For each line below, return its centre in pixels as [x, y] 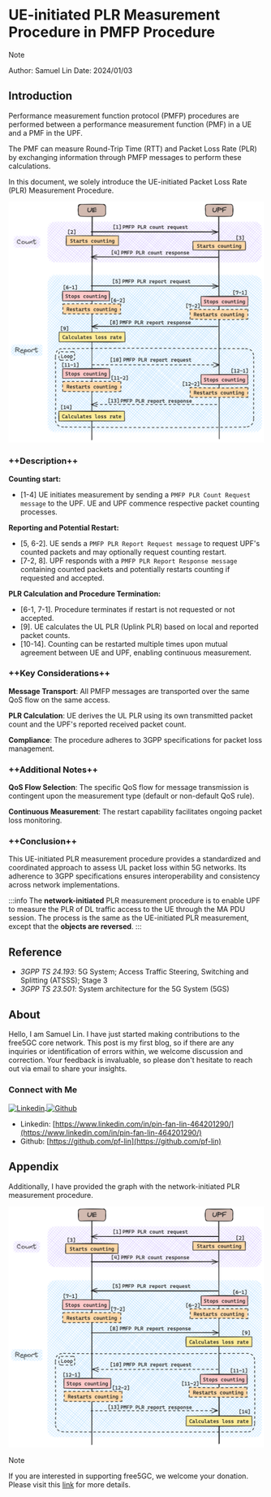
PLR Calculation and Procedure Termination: [85, 593]
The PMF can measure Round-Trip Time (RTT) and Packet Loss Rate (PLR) [133, 149]
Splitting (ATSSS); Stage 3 [64, 980]
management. [32, 748]
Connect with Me [43, 1089]
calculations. [30, 166]
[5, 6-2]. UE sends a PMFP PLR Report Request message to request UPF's [140, 543]
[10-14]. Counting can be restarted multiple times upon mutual [124, 644]
